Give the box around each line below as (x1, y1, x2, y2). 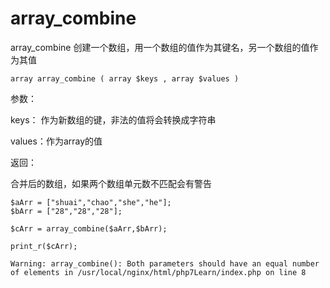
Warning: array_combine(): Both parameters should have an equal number (10, 258, 320, 269)
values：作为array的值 (10, 135, 103, 147)
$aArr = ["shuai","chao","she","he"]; (10, 197, 172, 207)
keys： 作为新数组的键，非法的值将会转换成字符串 (10, 113, 217, 126)
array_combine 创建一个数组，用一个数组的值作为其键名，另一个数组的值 (10, 41, 310, 53)
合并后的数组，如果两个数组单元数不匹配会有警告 (10, 177, 212, 189)
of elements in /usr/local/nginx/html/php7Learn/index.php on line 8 (10, 267, 307, 277)
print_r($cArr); (10, 241, 78, 251)
